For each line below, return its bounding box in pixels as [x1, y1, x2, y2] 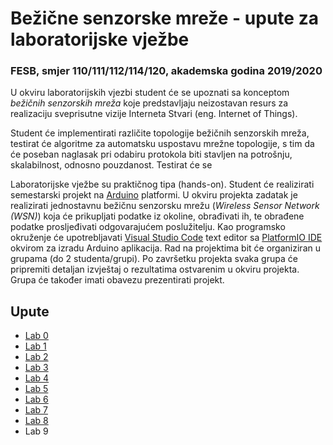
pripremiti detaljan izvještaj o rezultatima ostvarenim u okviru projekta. [10, 263, 300, 276]
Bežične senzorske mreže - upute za [10, 7, 319, 30]
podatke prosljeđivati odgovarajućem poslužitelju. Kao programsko [10, 221, 286, 233]
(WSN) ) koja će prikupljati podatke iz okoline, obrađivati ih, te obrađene [10, 210, 305, 222]
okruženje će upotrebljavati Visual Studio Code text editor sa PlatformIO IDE [10, 232, 323, 244]
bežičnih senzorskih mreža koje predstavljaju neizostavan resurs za [10, 97, 289, 109]
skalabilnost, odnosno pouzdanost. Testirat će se [10, 159, 213, 171]
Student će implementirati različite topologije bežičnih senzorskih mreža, [10, 127, 310, 139]
